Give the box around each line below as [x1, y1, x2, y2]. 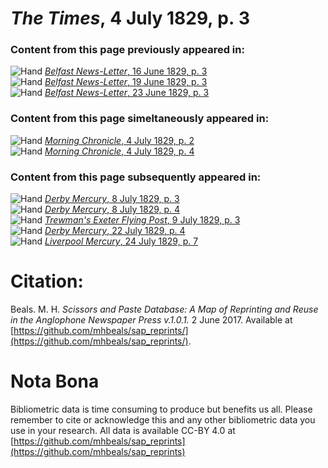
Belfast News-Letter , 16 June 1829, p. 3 [44, 65, 208, 77]
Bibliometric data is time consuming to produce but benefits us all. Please [10, 403, 313, 415]
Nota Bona [10, 370, 100, 393]
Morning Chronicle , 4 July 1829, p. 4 [44, 145, 195, 157]
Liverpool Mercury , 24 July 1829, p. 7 [44, 235, 199, 247]
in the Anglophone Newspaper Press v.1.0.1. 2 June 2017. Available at [10, 314, 293, 326]
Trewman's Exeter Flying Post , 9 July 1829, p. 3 [44, 214, 241, 226]
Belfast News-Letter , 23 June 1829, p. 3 [44, 87, 210, 99]
